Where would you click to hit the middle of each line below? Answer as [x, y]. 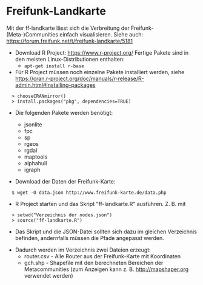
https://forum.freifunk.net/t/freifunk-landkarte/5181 [70, 41]
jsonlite [33, 124]
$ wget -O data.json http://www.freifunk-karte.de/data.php [89, 193]
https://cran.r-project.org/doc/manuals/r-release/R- [79, 78]
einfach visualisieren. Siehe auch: [101, 34]
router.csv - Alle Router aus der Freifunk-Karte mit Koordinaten [102, 256]
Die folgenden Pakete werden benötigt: [64, 112]
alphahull [35, 163]
